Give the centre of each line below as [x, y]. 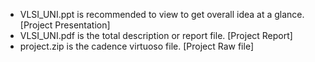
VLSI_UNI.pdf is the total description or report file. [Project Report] [156, 35]
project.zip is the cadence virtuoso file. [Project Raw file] [137, 46]
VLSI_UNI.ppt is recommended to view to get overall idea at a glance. [162, 14]
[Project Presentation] [65, 25]
